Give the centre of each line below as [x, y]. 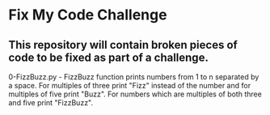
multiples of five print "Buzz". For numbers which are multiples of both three [135, 94]
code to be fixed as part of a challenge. [108, 57]
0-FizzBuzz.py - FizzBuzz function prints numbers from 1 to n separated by [134, 77]
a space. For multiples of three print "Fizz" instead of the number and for [130, 85]
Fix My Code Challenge [88, 15]
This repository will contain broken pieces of [123, 45]
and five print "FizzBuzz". [51, 102]
